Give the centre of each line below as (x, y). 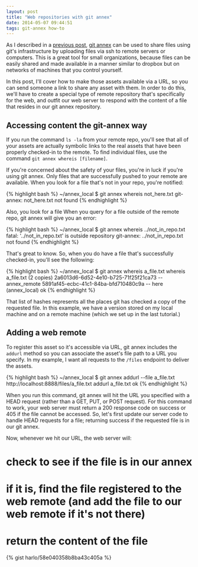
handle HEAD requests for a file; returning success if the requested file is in (98, 420)
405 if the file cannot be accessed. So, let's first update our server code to (97, 414)
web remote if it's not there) (76, 514)
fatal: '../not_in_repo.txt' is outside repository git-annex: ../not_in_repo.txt (95, 236)
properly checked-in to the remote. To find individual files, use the (87, 152)
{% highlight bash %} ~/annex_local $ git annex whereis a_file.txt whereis (96, 271)
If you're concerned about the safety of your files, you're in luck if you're (95, 170)
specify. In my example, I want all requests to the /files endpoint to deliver (98, 359)
